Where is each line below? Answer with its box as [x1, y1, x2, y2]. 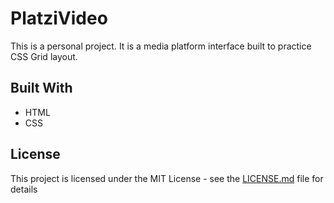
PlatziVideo [10, 7, 108, 30]
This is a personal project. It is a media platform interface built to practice [10, 40, 312, 52]
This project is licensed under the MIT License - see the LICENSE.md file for [10, 172, 324, 184]
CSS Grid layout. [10, 50, 78, 62]
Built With [10, 80, 73, 97]
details [10, 183, 38, 195]
